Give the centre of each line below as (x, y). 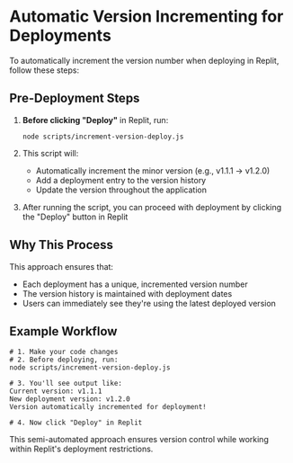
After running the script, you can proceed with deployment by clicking (152, 207)
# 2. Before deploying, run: (64, 360)
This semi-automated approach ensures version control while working (139, 440)
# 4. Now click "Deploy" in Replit (76, 423)
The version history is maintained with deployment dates (127, 293)
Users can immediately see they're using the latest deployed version (149, 303)
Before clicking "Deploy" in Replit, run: (95, 120)
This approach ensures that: (62, 266)
